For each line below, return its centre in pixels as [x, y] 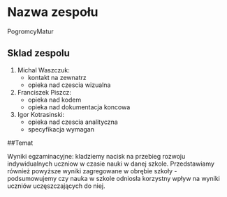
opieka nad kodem [54, 100]
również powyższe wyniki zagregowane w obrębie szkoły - [92, 171]
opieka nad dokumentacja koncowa [79, 107]
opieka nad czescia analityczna [73, 122]
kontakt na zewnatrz [57, 77]
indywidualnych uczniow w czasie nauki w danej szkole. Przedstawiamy [111, 164]
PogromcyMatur [30, 31]
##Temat [20, 143]
